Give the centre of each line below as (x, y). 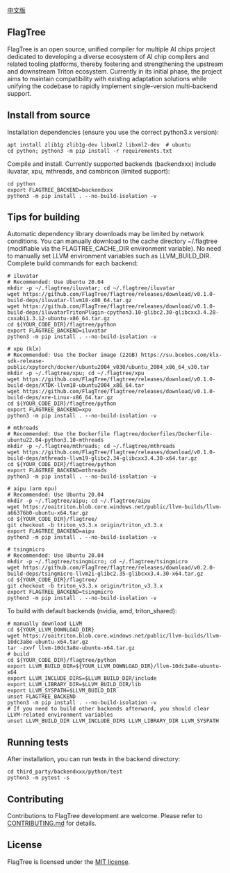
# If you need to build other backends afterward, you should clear (108, 709)
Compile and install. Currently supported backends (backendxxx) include (112, 164)
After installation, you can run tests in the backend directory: (94, 759)
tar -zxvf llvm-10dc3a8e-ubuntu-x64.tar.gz (71, 648)
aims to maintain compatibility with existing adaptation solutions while (107, 78)
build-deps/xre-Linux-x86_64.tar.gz (60, 398)
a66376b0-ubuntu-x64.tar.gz (48, 513)
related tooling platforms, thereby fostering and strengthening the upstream (115, 64)
